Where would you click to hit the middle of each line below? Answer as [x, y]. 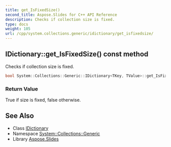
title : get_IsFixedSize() [33, 10]
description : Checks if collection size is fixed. [60, 19]
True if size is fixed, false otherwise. [43, 100]
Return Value [22, 89]
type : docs [17, 24]
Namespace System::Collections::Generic [56, 133]
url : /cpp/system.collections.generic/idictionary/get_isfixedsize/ [79, 34]
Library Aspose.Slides [36, 139]
